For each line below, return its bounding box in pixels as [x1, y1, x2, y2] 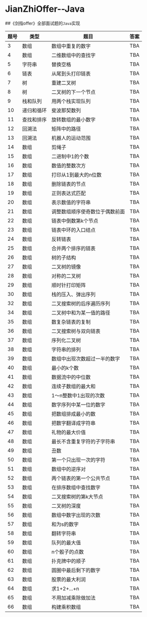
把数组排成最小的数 [51, 411, 96, 417]
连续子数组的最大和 [51, 383, 96, 389]
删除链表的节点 [51, 180, 86, 187]
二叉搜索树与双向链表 [51, 328, 101, 334]
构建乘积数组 [51, 603, 82, 610]
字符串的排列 [51, 346, 82, 353]
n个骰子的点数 [51, 548, 84, 555]
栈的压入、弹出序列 [51, 291, 96, 298]
